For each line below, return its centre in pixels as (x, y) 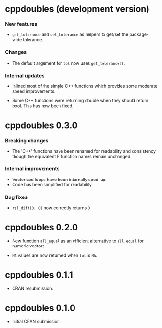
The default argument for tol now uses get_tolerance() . (68, 63)
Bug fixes (16, 197)
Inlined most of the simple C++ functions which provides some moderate (85, 86)
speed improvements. (34, 91)
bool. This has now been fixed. (43, 106)
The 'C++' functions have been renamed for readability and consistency (84, 151)
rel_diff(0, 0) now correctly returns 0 (51, 208)
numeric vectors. (29, 246)
